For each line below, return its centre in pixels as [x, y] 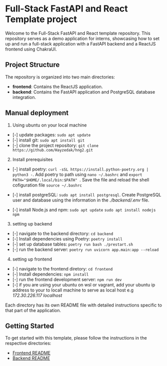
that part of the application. [33, 310]
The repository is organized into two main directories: [60, 77]
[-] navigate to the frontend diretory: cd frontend [63, 268]
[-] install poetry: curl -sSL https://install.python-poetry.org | [80, 169]
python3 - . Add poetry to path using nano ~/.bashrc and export [77, 174]
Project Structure [32, 65]
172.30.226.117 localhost [37, 295]
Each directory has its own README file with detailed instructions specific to [83, 305]
